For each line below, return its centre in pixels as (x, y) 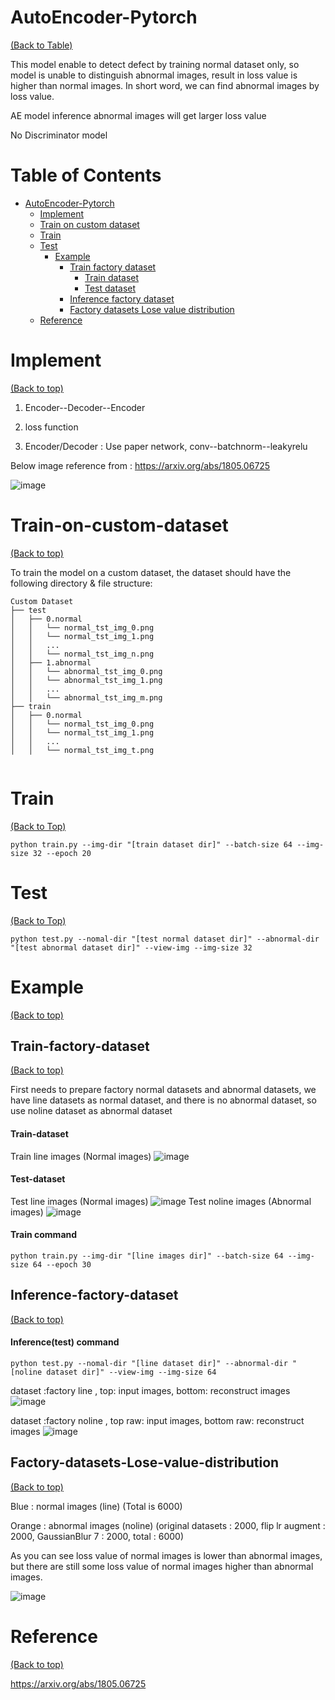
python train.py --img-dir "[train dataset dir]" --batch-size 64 (151, 844)
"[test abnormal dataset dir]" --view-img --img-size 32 (131, 947)
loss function (51, 427)
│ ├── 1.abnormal (51, 662)
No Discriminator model (59, 135)
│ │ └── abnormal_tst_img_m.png (86, 697)
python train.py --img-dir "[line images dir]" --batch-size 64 (147, 1256)
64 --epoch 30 (62, 1264)
